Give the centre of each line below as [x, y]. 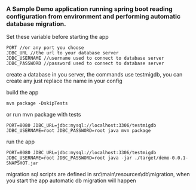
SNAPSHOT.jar [22, 163]
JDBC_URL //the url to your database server [62, 53]
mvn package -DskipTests [37, 103]
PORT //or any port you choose [45, 48]
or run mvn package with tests [44, 115]
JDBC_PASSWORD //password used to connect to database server [85, 64]
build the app [22, 93]
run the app [20, 142]
